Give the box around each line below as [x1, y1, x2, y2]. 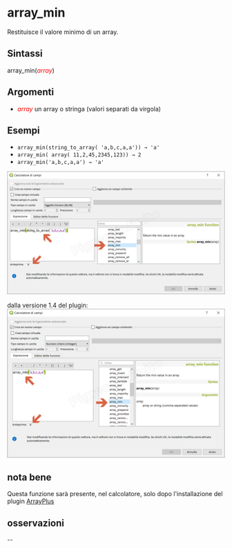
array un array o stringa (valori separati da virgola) [17, 104, 161, 113]
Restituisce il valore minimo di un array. [7, 28, 119, 36]
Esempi [7, 125, 40, 136]
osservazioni [7, 517, 64, 529]
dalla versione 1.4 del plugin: [7, 301, 88, 309]
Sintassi [7, 48, 43, 60]
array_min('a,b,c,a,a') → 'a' [17, 159, 105, 166]
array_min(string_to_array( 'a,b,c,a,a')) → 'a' [17, 144, 160, 152]
